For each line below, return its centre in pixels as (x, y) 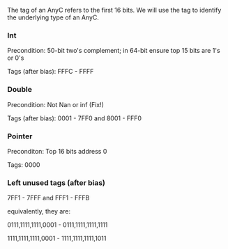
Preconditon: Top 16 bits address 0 (57, 151)
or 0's (16, 58)
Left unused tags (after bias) (56, 182)
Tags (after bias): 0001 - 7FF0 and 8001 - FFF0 (74, 118)
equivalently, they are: (39, 211)
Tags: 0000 (24, 164)
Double (20, 90)
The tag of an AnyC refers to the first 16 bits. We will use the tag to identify (114, 10)
